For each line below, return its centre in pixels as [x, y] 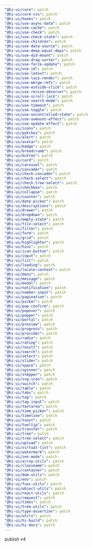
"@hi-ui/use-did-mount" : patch [36, 55]
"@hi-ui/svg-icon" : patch [31, 379]
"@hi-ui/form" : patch [27, 233]
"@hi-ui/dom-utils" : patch [32, 475]
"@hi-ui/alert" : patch [28, 137]
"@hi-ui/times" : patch [28, 502]
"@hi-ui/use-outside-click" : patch [41, 87]
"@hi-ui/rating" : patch [29, 342]
